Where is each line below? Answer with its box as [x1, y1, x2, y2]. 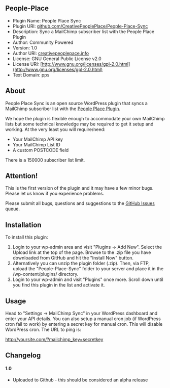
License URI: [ [12, 61, 42, 67]
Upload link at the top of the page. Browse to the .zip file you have [12, 249, 151, 255]
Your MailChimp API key [12, 136, 63, 142]
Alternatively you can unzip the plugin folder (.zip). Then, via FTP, [12, 260, 150, 267]
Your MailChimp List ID [12, 141, 61, 147]
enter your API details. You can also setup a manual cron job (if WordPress [5, 316, 161, 322]
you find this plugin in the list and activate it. [12, 282, 105, 288]
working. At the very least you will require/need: [5, 126, 106, 132]
